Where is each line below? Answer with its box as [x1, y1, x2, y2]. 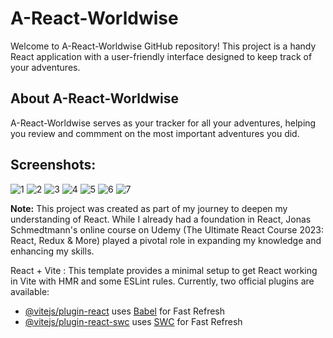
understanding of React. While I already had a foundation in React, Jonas [10, 213, 312, 225]
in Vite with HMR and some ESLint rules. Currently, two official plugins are [10, 275, 315, 287]
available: [10, 285, 50, 297]
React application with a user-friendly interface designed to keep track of [10, 50, 313, 62]
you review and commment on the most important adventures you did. [10, 127, 300, 139]
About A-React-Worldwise [10, 90, 180, 107]
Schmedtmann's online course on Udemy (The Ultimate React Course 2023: [10, 223, 325, 236]
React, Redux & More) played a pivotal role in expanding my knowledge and [10, 234, 322, 246]
